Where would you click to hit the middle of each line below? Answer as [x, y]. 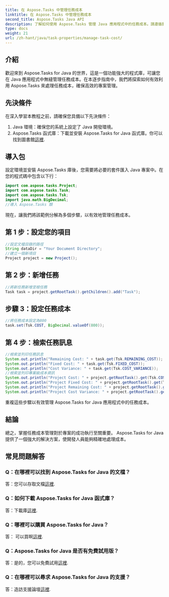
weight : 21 [17, 33]
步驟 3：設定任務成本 [38, 309]
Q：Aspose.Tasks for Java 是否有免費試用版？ [62, 551]
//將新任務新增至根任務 [26, 287]
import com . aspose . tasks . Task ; [38, 191]
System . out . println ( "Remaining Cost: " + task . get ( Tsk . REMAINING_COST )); [84, 359]
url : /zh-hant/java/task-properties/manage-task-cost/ [64, 38]
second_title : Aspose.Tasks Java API [45, 19]
